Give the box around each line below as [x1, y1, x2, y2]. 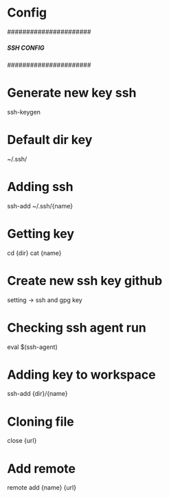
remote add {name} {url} [7, 484, 77, 492]
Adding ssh [7, 179, 74, 195]
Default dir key [7, 132, 93, 148]
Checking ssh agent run [7, 319, 146, 335]
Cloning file [7, 414, 74, 429]
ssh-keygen [7, 108, 41, 116]
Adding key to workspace [7, 367, 156, 382]
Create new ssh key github [7, 272, 163, 288]
